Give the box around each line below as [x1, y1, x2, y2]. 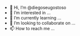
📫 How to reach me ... [9, 26, 55, 31]
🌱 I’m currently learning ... [9, 15, 62, 20]
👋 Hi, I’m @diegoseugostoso [9, 5, 66, 10]
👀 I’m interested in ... [9, 10, 51, 16]
